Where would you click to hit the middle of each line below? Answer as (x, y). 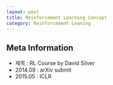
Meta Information (40, 48)
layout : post (23, 12)
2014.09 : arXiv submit (43, 70)
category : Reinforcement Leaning (49, 23)
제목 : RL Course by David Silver (55, 63)
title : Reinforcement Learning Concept (57, 18)
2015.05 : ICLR (33, 76)
